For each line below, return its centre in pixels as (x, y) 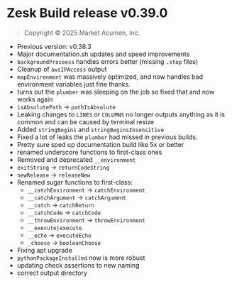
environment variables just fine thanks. (73, 84)
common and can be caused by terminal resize (85, 121)
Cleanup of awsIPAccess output (62, 69)
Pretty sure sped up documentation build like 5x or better (100, 144)
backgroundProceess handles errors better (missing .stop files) (107, 61)
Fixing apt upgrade (44, 250)
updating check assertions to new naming (78, 265)
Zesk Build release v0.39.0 (87, 13)
